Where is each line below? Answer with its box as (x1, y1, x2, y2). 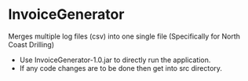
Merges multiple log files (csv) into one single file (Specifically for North (8, 31, 241, 41)
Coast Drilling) (8, 39, 55, 49)
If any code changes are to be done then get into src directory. (19, 63, 222, 72)
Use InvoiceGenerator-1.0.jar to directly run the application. (19, 55, 211, 64)
